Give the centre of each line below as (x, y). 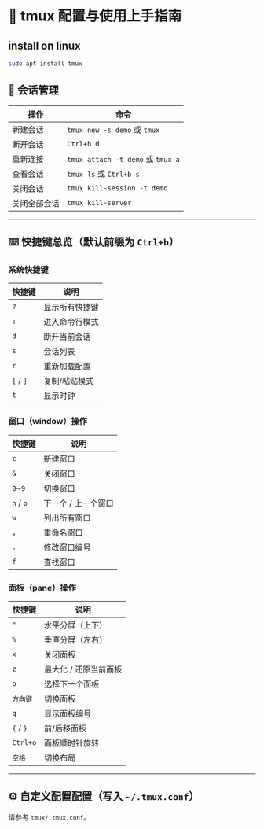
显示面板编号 (68, 713)
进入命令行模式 (71, 322)
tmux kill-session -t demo (117, 188)
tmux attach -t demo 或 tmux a (124, 159)
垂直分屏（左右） (76, 639)
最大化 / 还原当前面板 (83, 669)
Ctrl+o (24, 742)
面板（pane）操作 (42, 588)
